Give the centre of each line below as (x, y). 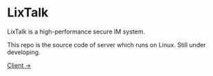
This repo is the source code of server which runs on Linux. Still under (106, 45)
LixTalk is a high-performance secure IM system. (76, 31)
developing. (24, 52)
